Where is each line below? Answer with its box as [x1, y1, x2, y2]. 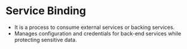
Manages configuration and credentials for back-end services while [14, 30, 182, 37]
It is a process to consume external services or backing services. [14, 24, 175, 31]
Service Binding [5, 4, 86, 18]
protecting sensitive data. [14, 36, 77, 43]
